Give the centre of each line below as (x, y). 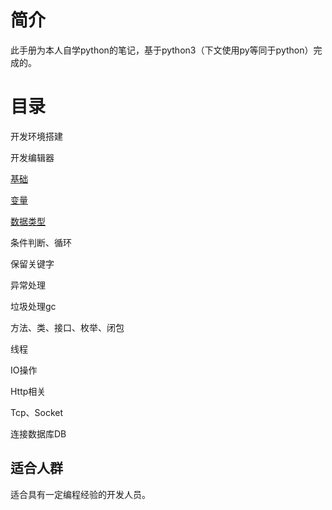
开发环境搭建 (36, 136)
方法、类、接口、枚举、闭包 (67, 327)
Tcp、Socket (36, 412)
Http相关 (28, 391)
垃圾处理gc (33, 306)
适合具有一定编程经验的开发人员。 (80, 494)
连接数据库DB (38, 433)
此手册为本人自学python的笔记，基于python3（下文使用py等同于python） (162, 50)
